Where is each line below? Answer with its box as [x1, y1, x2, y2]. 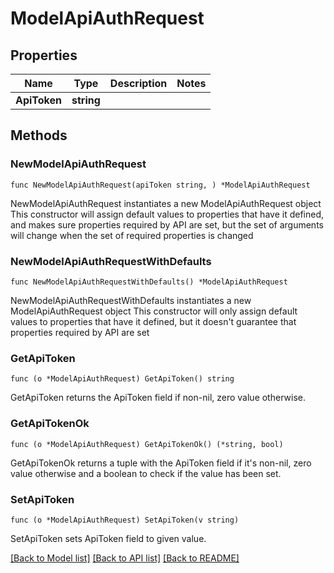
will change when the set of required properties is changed [10, 229, 254, 241]
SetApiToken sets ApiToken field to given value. [10, 532, 207, 544]
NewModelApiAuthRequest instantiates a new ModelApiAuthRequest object [10, 197, 322, 209]
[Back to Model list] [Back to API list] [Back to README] [10, 552, 240, 564]
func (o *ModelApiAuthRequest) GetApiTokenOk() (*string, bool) [10, 439, 284, 449]
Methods [10, 127, 68, 144]
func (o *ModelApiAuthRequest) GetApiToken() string [10, 374, 235, 384]
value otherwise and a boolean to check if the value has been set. [10, 467, 282, 479]
